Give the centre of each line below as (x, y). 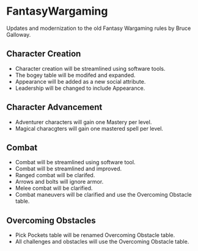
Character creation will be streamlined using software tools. (90, 68)
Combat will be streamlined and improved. (68, 169)
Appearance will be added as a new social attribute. (80, 81)
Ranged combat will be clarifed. (55, 175)
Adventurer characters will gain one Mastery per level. (83, 122)
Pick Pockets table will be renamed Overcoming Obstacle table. (95, 235)
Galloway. (19, 34)
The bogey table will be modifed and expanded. (75, 75)
